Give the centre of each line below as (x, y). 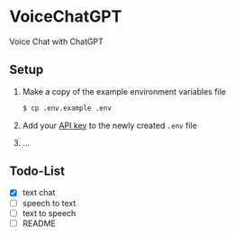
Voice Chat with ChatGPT (56, 41)
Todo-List (37, 172)
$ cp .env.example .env (67, 108)
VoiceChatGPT (66, 17)
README (39, 223)
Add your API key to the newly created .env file (110, 125)
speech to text (49, 203)
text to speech (49, 213)
